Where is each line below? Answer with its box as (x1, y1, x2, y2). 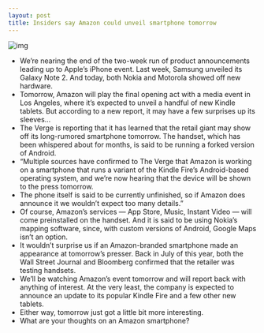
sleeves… (19, 114, 51, 124)
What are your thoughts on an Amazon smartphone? (19, 316, 190, 325)
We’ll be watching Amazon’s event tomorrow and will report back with (19, 274, 246, 283)
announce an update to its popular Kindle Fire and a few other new (19, 290, 236, 300)
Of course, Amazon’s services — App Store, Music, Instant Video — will (19, 207, 252, 216)
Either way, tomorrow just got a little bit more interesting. (19, 307, 204, 316)
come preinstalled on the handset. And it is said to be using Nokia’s (19, 215, 238, 225)
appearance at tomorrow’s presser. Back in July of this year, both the (19, 249, 244, 258)
